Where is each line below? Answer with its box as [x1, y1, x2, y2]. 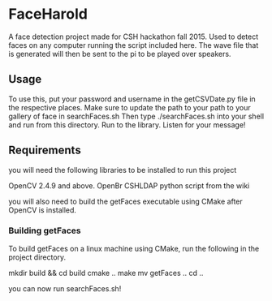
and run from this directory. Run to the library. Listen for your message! [8, 119, 246, 130]
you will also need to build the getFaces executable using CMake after [8, 196, 244, 206]
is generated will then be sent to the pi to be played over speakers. [8, 49, 231, 58]
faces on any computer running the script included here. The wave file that [8, 40, 259, 49]
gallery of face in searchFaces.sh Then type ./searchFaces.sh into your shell [8, 111, 265, 121]
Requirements [8, 144, 81, 157]
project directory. [8, 252, 67, 262]
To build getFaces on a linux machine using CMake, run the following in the [8, 243, 260, 253]
